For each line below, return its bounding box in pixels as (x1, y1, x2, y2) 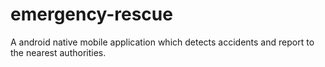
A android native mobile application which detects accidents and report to (10, 36, 315, 48)
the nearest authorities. (10, 46, 107, 58)
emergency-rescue (10, 3, 173, 26)
